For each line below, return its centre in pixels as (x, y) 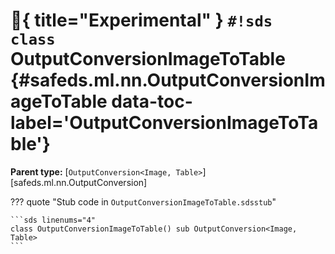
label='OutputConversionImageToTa (164, 123)
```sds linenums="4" (53, 220)
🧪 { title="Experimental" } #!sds (141, 20)
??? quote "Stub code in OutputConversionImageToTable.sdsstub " (143, 201)
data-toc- (152, 101)
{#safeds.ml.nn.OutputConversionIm (168, 80)
